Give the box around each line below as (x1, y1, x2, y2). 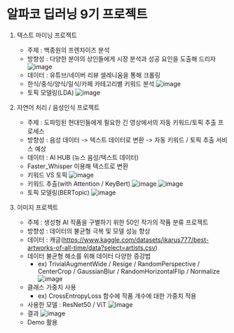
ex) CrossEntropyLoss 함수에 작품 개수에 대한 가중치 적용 (37, 292, 197, 300)
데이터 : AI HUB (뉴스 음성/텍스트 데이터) (27, 153, 139, 161)
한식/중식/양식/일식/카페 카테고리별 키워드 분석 (27, 79, 155, 88)
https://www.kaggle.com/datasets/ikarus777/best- (63, 236, 209, 244)
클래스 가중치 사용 (27, 283, 76, 291)
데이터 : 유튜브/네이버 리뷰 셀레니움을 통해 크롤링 (27, 71, 160, 79)
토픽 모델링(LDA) (27, 88, 74, 97)
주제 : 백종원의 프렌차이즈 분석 (27, 46, 110, 54)
